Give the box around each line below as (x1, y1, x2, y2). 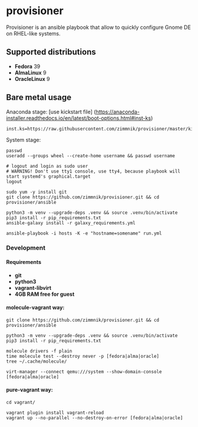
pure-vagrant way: (6, 386, 53, 393)
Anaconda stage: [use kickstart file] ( (6, 108, 96, 115)
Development (6, 244, 46, 252)
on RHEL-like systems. (6, 30, 61, 37)
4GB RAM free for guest (14, 291, 75, 298)
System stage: (6, 136, 41, 143)
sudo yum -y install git (6, 189, 67, 195)
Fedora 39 (14, 63, 41, 70)
